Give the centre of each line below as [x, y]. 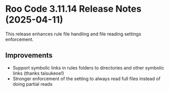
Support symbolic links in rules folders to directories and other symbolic [88, 67]
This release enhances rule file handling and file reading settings [73, 34]
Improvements [29, 55]
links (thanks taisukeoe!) [38, 73]
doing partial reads [32, 84]
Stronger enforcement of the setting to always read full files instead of [87, 78]
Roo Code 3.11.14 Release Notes [74, 9]
